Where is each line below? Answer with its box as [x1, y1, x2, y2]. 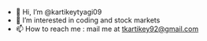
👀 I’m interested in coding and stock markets [15, 15, 161, 25]
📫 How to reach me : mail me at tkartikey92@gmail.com [15, 24, 199, 33]
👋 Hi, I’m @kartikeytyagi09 [15, 8, 102, 16]
